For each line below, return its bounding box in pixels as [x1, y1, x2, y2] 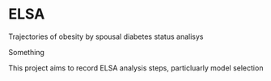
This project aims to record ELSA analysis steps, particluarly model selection [8, 62, 264, 73]
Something [8, 47, 44, 57]
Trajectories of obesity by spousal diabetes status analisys [8, 32, 204, 41]
